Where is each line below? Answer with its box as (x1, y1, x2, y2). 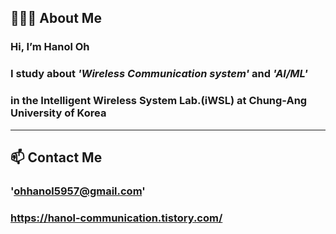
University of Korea (10, 106, 107, 120)
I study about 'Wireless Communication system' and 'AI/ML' (10, 67, 308, 81)
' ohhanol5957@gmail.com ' (10, 184, 146, 198)
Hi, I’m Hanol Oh (10, 40, 90, 54)
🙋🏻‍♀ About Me (10, 10, 102, 27)
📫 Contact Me (10, 149, 103, 166)
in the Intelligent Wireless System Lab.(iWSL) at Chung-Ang (10, 94, 308, 108)
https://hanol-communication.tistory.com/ (10, 211, 223, 225)
